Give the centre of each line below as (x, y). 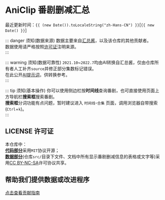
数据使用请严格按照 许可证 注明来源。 (42, 46)
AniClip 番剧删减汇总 (48, 10)
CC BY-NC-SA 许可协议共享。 (39, 162)
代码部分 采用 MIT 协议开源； (32, 150)
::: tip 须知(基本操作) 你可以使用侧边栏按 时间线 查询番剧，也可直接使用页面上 (82, 90)
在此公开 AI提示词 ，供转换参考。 (38, 75)
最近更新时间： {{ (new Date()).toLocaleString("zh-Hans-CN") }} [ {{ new (80, 25)
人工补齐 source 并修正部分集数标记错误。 (55, 68)
